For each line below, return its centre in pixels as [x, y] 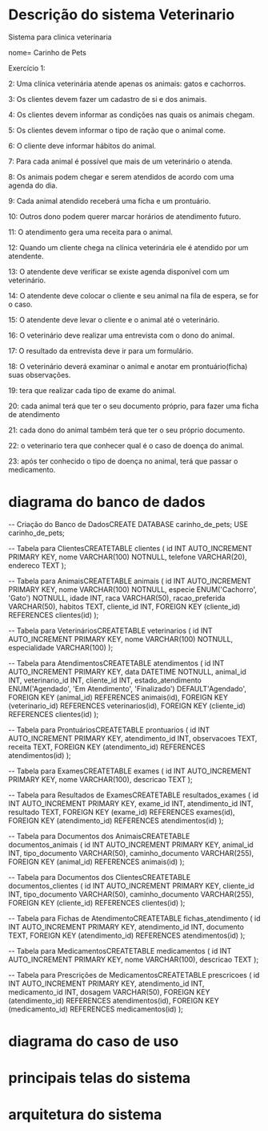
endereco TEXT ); [37, 565]
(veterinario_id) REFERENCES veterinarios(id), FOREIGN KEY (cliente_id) [127, 705]
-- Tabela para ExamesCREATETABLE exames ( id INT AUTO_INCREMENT [130, 771]
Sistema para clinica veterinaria [60, 37]
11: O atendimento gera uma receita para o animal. [91, 232]
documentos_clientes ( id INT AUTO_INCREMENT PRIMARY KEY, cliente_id [131, 886]
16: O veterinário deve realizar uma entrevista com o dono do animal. [122, 335]
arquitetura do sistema [85, 1115]
